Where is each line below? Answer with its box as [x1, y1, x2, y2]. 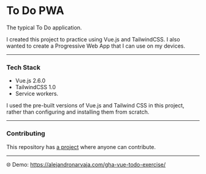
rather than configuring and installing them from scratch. [6, 108, 150, 116]
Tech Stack [6, 63, 41, 71]
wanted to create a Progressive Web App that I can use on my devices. [6, 42, 186, 49]
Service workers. [15, 90, 59, 98]
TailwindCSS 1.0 [15, 84, 56, 91]
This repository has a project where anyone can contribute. [6, 143, 156, 150]
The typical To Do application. [6, 24, 82, 31]
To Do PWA [6, 4, 64, 18]
